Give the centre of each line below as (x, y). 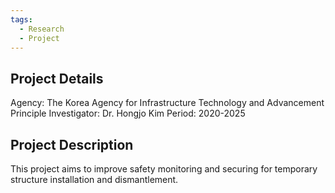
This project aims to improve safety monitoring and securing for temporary (164, 169)
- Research (42, 29)
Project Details (57, 78)
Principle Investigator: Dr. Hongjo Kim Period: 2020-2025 (128, 113)
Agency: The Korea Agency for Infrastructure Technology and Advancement (167, 103)
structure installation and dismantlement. (94, 179)
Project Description (72, 144)
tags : (21, 19)
